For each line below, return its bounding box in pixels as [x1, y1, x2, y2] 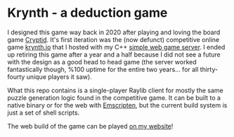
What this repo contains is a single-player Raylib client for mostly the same [7, 86, 223, 94]
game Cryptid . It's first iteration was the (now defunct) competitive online [7, 35, 220, 43]
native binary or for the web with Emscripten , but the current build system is [7, 101, 228, 109]
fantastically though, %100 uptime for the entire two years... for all [7, 65, 199, 73]
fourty [7, 72, 25, 81]
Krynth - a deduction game [7, 5, 168, 21]
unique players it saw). [26, 72, 93, 81]
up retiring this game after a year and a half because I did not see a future [7, 50, 221, 59]
